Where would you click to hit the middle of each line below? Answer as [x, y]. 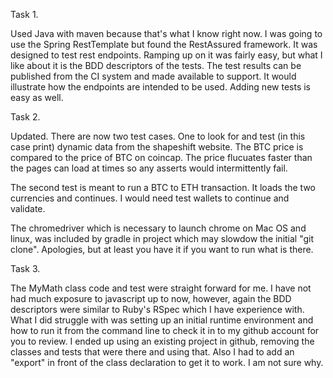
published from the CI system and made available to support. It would [153, 76]
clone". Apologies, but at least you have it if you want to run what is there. [162, 249]
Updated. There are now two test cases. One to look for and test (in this [158, 136]
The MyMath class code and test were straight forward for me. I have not [161, 288]
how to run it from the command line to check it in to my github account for [165, 330]
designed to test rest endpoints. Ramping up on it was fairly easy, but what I [166, 55]
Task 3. [25, 268]
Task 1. [24, 14]
